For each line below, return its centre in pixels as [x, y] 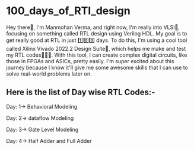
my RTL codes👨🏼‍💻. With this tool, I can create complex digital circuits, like [97, 55]
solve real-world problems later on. [49, 74]
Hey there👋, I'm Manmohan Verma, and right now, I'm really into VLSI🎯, [93, 27]
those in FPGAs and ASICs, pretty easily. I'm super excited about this [90, 61]
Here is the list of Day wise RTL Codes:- [81, 92]
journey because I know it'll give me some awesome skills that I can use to [97, 67]
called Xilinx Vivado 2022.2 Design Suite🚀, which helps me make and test [96, 48]
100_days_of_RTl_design [68, 11]
